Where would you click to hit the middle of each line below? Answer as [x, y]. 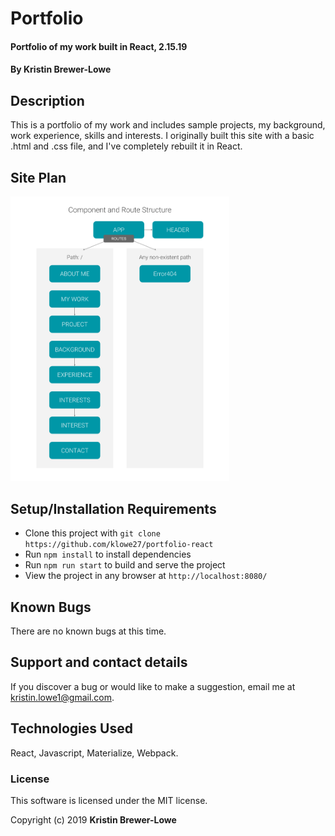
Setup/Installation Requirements [113, 508]
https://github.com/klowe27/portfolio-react [119, 545]
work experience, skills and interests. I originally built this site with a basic [162, 136]
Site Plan [38, 177]
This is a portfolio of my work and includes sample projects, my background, [168, 125]
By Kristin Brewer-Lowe [61, 69]
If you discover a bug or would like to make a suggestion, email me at [153, 686]
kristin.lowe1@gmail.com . [62, 697]
